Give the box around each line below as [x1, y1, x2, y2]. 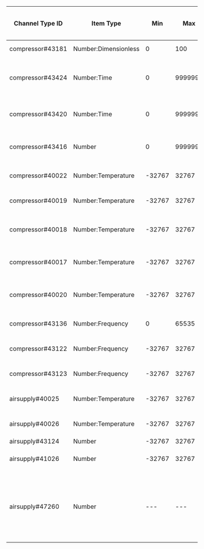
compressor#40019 [9, 197, 68, 205]
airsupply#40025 [9, 395, 59, 403]
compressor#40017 [9, 258, 68, 266]
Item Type [91, 19, 121, 27]
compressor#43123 [9, 370, 68, 378]
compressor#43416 [9, 143, 68, 151]
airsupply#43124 [9, 437, 59, 445]
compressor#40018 [9, 225, 68, 233]
